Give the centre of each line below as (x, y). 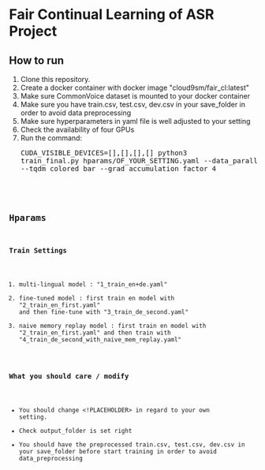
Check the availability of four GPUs (77, 129)
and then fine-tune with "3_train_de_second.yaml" (104, 312)
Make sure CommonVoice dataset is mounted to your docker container (135, 96)
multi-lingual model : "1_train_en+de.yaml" (93, 285)
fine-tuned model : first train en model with (97, 298)
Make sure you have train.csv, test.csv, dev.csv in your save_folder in (133, 104)
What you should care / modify (69, 377)
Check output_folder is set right (76, 431)
